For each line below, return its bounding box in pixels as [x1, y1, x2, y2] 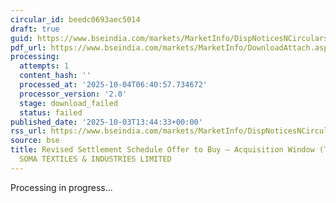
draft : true [10, 24, 60, 34]
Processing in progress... [10, 181, 113, 193]
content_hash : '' [19, 71, 92, 81]
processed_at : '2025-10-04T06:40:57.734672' [19, 80, 208, 90]
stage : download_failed [19, 98, 118, 108]
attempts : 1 [19, 61, 70, 71]
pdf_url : [10, 42, 47, 53]
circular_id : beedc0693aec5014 [10, 14, 141, 25]
